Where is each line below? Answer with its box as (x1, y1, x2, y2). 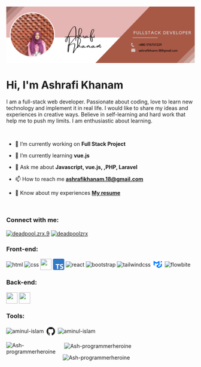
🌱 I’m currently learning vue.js (14, 152, 90, 159)
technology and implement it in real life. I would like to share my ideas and (6, 105, 188, 112)
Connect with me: (6, 216, 59, 224)
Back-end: (6, 279, 37, 287)
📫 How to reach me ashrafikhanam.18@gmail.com (14, 176, 144, 183)
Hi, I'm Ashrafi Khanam (6, 78, 124, 92)
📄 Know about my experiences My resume (14, 189, 121, 197)
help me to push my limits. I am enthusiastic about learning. (6, 117, 153, 124)
